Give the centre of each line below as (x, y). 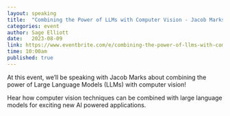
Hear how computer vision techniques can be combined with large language (115, 98)
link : (15, 45)
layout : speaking (32, 13)
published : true (30, 58)
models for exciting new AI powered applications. (77, 105)
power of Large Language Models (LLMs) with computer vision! (97, 84)
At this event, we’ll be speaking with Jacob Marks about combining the (107, 77)
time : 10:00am (27, 52)
